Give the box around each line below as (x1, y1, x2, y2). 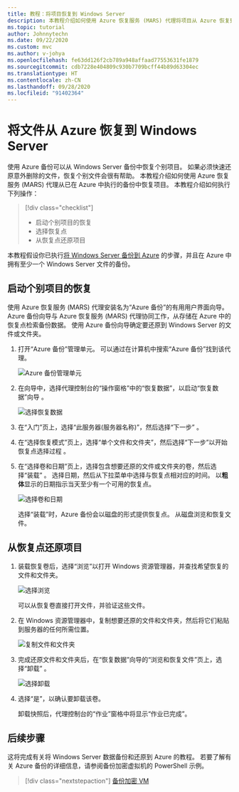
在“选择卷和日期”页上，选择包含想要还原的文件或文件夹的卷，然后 (17, 461, 211, 470)
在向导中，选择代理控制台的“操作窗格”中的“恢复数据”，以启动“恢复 (17, 383, 213, 392)
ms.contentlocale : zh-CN (7, 76, 81, 84)
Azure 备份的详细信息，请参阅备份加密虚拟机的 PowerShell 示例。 (15, 761, 208, 770)
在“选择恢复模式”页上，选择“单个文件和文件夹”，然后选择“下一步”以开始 (17, 438, 228, 446)
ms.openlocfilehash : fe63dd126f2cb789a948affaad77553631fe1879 (7, 57, 199, 64)
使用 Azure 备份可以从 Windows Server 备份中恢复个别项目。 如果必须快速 (7, 163, 225, 171)
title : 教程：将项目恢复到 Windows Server (7, 10, 126, 18)
